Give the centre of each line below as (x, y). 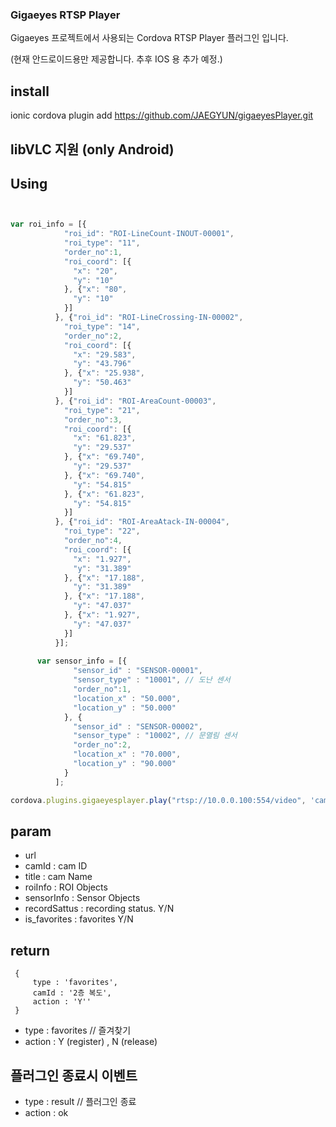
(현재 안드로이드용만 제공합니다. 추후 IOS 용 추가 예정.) (116, 59)
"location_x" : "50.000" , (127, 698)
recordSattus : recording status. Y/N (99, 909)
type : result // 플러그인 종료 (80, 1101)
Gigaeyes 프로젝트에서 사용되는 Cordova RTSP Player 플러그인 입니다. (149, 38)
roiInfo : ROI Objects (66, 887)
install (30, 91)
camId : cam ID (56, 866)
